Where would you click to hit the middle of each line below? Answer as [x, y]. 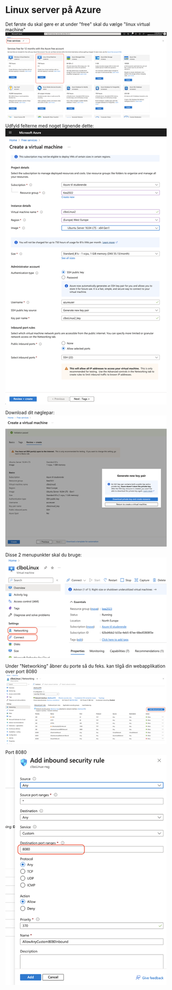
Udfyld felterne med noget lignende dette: [50, 126]
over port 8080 [21, 671]
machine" [15, 29]
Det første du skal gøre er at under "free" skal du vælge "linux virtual [78, 24]
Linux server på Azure [53, 10]
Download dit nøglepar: [30, 413]
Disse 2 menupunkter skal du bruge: [44, 555]
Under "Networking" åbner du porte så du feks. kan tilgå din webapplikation [85, 666]
